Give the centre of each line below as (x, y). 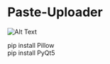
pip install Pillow (31, 45)
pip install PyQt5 (31, 53)
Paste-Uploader (55, 12)
